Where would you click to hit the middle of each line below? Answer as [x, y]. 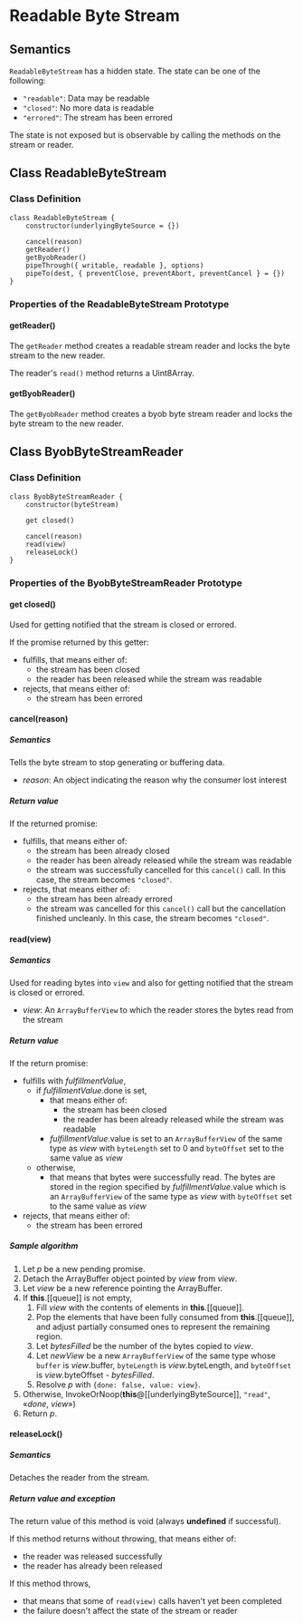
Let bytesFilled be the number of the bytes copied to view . [145, 1346]
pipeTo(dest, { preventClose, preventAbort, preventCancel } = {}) [155, 273]
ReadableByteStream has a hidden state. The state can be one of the [135, 71]
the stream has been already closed [103, 851]
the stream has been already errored [104, 899]
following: [28, 81]
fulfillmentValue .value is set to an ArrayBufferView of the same [166, 1138]
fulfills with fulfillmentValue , [74, 1081]
